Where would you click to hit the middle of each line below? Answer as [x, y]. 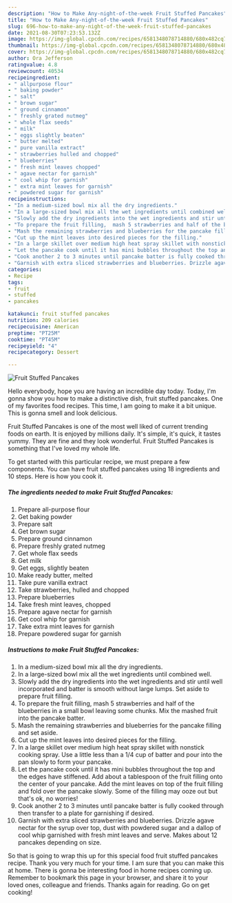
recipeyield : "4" [33, 346]
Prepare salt [35, 524]
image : [17, 39]
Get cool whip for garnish [54, 619]
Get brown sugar [42, 531]
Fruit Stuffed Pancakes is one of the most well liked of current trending [108, 427]
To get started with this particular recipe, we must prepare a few [99, 462]
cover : [17, 52]
